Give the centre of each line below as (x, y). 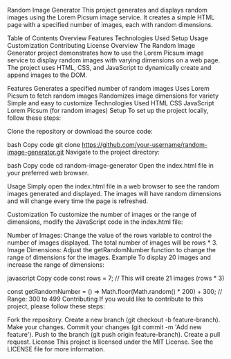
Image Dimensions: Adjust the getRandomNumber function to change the (112, 250)
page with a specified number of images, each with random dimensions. (110, 25)
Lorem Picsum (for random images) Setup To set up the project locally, (108, 111)
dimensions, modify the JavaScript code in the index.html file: (95, 222)
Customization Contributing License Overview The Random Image (101, 45)
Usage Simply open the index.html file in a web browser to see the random (113, 186)
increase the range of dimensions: (56, 265)
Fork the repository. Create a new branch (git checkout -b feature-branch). (114, 319)
